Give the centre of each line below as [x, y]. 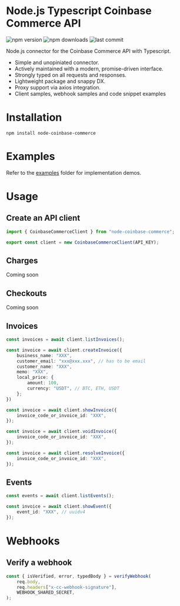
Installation [34, 117]
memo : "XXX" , [33, 372]
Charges [22, 260]
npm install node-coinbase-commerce [51, 133]
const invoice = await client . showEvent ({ [59, 507]
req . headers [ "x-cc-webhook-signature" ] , [67, 587]
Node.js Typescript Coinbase [79, 11]
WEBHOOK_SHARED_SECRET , [46, 592]
